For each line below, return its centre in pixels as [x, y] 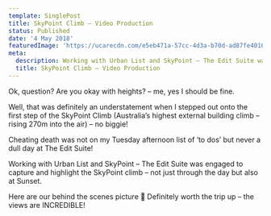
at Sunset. [25, 181]
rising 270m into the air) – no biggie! [68, 124]
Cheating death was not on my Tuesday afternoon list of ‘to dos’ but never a [134, 139]
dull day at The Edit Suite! [51, 148]
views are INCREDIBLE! [47, 205]
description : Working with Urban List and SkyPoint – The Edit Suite [135, 61]
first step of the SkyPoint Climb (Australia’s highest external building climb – [134, 115]
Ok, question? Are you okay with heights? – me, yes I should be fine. [122, 91]
